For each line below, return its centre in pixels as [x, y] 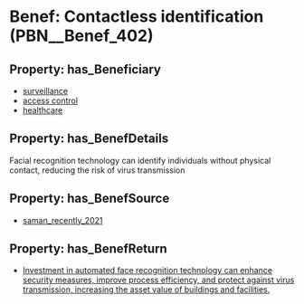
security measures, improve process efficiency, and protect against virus [158, 280]
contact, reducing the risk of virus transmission [97, 170]
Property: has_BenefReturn [88, 249]
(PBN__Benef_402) [81, 36]
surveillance [45, 91]
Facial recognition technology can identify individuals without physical [140, 160]
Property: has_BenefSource [90, 199]
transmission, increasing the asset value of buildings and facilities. [146, 290]
